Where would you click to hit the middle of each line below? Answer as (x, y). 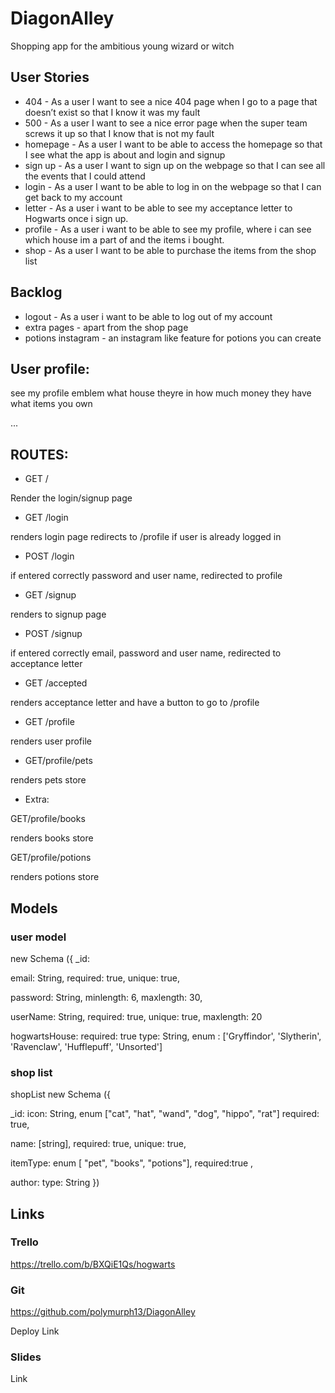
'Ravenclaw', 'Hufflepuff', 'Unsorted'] (86, 1046)
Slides (26, 1357)
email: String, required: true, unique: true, (95, 978)
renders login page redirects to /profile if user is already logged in (146, 537)
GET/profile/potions (51, 858)
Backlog (36, 292)
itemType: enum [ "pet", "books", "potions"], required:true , (132, 1163)
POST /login (49, 556)
